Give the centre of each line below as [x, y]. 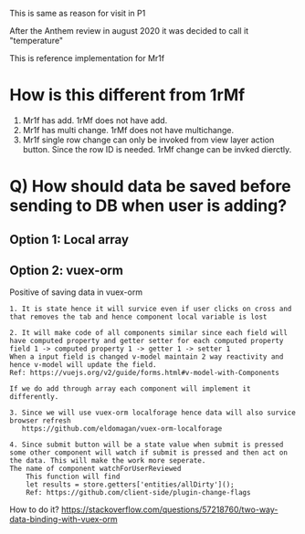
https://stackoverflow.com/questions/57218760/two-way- [169, 509]
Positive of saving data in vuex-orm [76, 292]
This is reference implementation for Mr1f [87, 58]
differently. [34, 397]
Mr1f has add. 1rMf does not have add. [95, 120]
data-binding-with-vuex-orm [63, 519]
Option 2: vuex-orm [66, 270]
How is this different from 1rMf [127, 95]
